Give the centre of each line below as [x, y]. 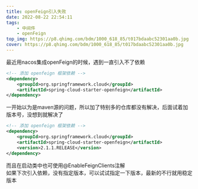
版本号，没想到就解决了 [35, 115]
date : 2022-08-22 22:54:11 [39, 17]
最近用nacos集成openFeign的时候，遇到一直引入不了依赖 [76, 62]
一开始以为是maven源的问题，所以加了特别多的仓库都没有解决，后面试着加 [97, 107]
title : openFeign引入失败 [36, 12]
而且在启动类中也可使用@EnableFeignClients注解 [66, 165]
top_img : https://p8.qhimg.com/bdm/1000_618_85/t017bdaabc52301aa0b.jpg [98, 39]
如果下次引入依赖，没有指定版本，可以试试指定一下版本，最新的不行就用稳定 [99, 172]
